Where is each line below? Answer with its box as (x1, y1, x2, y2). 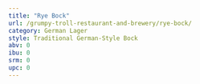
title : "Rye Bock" (8, 11, 70, 20)
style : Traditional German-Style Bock (8, 34, 138, 42)
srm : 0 (8, 57, 31, 65)
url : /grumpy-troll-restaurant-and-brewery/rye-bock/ (8, 19, 193, 27)
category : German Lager (8, 26, 88, 34)
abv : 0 (8, 42, 31, 50)
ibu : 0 (8, 49, 31, 57)
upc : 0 (8, 64, 31, 72)
